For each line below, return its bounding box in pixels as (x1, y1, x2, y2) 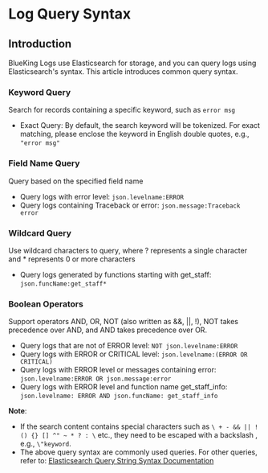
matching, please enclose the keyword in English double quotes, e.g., (19, 130, 250, 139)
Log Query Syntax (8, 5, 132, 23)
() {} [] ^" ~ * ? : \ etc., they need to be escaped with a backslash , (19, 430, 258, 440)
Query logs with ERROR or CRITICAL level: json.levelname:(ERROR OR (19, 349, 248, 359)
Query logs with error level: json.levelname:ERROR (19, 191, 185, 201)
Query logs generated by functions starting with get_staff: (19, 269, 212, 279)
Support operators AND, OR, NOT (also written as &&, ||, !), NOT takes (8, 317, 239, 327)
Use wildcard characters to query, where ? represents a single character (8, 245, 247, 255)
